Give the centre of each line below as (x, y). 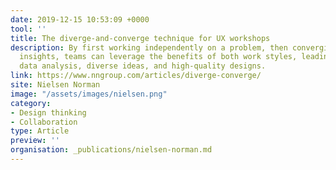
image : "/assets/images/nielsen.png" (89, 94)
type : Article (40, 131)
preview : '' (35, 141)
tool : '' (28, 29)
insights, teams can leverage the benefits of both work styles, (158, 57)
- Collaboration (44, 122)
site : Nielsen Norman (55, 85)
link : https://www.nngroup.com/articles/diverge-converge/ (136, 76)
